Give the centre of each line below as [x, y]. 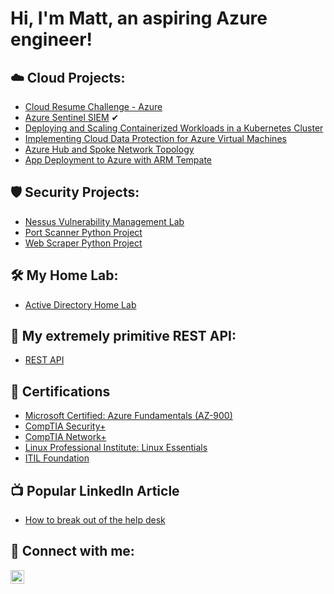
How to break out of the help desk [95, 520]
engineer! [51, 39]
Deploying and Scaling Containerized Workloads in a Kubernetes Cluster [174, 128]
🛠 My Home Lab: [64, 275]
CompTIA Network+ [65, 437]
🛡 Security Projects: [75, 192]
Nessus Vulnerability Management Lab [104, 221]
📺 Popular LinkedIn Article [95, 490]
